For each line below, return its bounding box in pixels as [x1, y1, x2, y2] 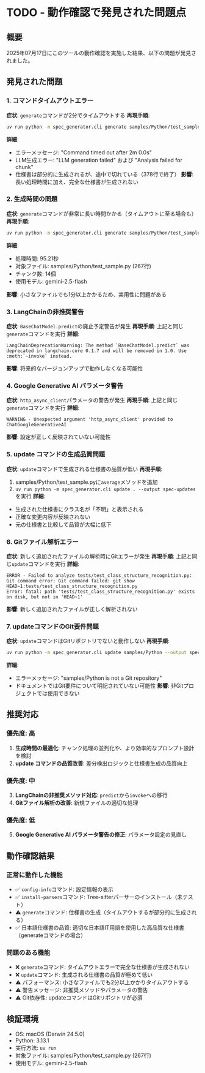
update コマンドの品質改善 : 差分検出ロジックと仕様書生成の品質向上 [15, 759, 188, 767]
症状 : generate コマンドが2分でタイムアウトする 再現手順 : [6, 111, 150, 119]
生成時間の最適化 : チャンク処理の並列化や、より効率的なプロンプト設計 [15, 744, 195, 751]
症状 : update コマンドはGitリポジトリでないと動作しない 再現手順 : [6, 638, 170, 645]
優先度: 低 [6, 816, 35, 824]
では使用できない [36, 690, 80, 697]
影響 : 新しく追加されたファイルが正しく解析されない [6, 605, 138, 612]
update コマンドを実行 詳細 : [12, 560, 79, 567]
